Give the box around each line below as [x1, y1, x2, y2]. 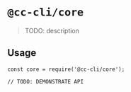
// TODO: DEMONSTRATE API [7, 78, 84, 85]
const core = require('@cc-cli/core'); [7, 66, 125, 73]
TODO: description [24, 26, 80, 35]
